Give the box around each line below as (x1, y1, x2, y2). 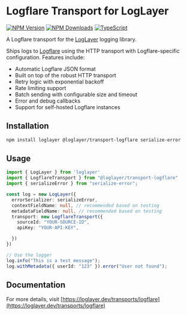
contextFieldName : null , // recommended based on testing (11, 202, 160, 208)
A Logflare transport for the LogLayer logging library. (6, 35, 137, 43)
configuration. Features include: (6, 53, 85, 61)
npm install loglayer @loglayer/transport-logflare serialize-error (6, 137, 181, 143)
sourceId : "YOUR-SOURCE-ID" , (17, 219, 90, 226)
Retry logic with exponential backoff (14, 78, 104, 85)
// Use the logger (6, 252, 52, 258)
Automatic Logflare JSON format (14, 65, 96, 73)
